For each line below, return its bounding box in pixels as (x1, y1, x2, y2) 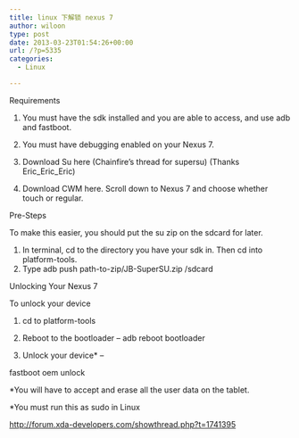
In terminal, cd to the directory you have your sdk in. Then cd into (21, 244, 263, 255)
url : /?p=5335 (9, 46, 62, 55)
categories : (9, 54, 54, 63)
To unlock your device (9, 298, 91, 309)
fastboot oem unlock (9, 367, 86, 377)
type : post (9, 29, 50, 38)
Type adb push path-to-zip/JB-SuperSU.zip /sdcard (21, 263, 213, 274)
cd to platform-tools (21, 315, 96, 326)
